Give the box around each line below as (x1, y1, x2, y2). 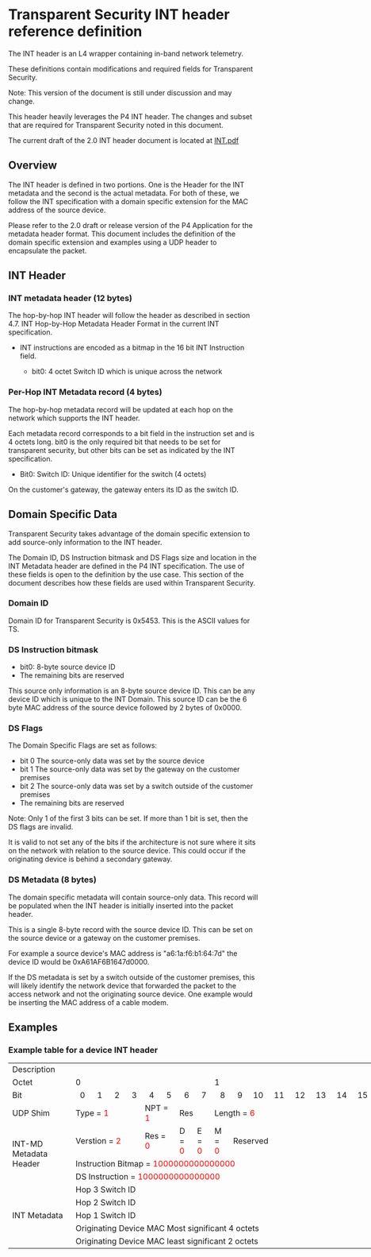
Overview (8, 159, 58, 172)
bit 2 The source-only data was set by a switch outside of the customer (19, 781, 254, 791)
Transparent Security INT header (8, 6, 230, 24)
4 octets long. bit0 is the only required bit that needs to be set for (8, 437, 221, 447)
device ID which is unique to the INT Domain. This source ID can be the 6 (8, 694, 247, 704)
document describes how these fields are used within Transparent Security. (8, 578, 256, 587)
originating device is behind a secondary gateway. (8, 854, 173, 864)
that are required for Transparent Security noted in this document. (8, 120, 224, 130)
